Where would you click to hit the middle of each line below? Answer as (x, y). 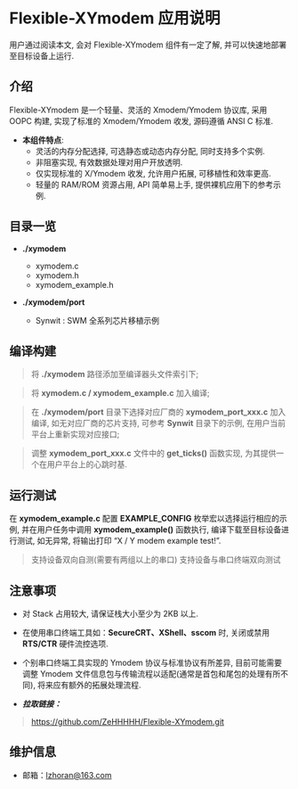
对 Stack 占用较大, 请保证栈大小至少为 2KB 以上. (110, 613)
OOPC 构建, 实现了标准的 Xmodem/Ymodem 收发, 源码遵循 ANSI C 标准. (141, 120)
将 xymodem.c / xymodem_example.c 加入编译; (121, 393)
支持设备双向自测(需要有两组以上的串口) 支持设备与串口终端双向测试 (156, 560)
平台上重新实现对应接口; (75, 434)
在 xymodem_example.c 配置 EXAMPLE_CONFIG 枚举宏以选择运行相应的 (145, 519)
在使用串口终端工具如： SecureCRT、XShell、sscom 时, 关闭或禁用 (146, 633)
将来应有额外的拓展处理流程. (89, 685)
